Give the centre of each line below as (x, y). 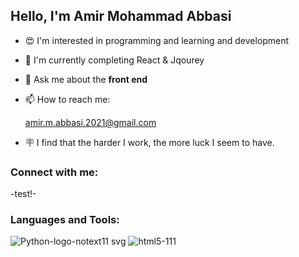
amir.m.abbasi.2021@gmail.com (90, 122)
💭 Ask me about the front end (86, 79)
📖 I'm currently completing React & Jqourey (114, 60)
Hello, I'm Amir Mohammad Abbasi (121, 16)
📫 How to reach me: (67, 99)
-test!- (23, 194)
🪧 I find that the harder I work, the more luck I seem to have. (149, 142)
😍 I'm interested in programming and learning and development (157, 40)
